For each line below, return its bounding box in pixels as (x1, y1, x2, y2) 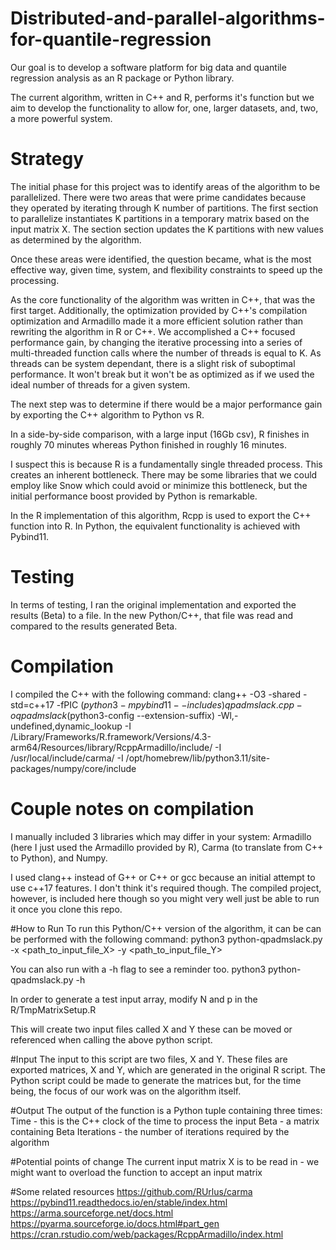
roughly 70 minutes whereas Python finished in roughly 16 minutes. (10, 438, 287, 451)
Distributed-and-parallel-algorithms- (10, 7, 326, 30)
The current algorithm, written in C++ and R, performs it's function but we (10, 91, 315, 103)
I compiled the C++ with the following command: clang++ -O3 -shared (10, 688, 301, 700)
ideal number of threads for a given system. (10, 378, 191, 391)
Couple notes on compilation (10, 797, 255, 820)
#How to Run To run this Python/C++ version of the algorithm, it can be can (10, 922, 322, 934)
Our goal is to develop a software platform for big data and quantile (10, 61, 287, 73)
